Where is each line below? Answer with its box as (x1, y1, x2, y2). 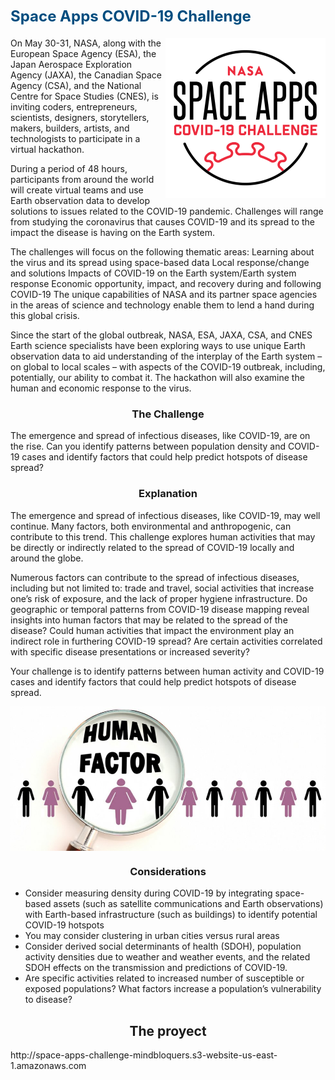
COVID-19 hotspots (24, 919, 105, 931)
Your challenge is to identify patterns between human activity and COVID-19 (10, 665, 325, 677)
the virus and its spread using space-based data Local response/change (10, 256, 310, 268)
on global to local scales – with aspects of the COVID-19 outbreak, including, (10, 360, 326, 373)
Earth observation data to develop (10, 194, 151, 206)
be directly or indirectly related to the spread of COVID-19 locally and (10, 541, 295, 553)
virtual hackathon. (10, 143, 85, 155)
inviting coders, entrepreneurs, (10, 100, 138, 113)
